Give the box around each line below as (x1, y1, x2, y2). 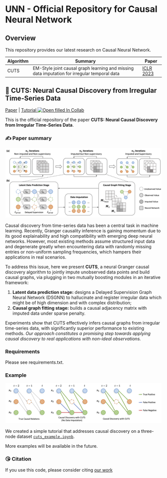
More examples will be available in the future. (5, 443, 98, 449)
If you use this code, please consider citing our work (5, 467, 113, 473)
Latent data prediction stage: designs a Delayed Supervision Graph (12, 289, 152, 295)
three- (141, 428, 154, 434)
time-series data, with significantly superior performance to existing (5, 325, 144, 331)
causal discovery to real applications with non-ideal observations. (5, 336, 141, 341)
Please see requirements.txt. (5, 359, 64, 365)
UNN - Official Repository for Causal (5, 3, 158, 15)
